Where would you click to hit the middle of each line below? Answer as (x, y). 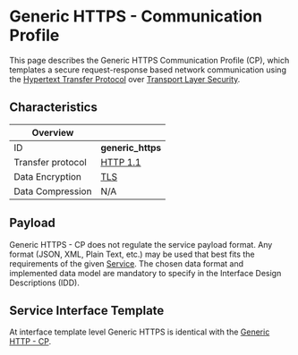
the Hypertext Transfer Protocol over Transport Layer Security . (125, 79)
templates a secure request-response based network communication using (148, 70)
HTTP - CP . (30, 342)
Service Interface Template (87, 310)
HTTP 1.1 (121, 162)
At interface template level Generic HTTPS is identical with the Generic (140, 332)
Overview (53, 132)
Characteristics (54, 108)
